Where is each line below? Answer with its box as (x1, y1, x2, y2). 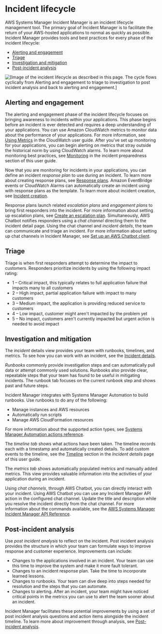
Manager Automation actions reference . (5, 432, 85, 437)
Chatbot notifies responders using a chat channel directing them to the (5, 217, 147, 223)
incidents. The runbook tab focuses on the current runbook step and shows (5, 378, 156, 384)
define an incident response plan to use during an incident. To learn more (5, 172, 151, 178)
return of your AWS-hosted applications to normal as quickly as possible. (5, 30, 151, 35)
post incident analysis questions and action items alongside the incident (5, 614, 148, 619)
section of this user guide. (5, 157, 57, 163)
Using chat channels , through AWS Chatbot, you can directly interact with (5, 485, 152, 491)
